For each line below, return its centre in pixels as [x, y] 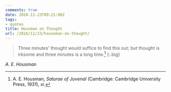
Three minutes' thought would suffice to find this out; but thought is [89, 48]
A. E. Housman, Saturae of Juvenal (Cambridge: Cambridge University [87, 79]
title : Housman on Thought [34, 29]
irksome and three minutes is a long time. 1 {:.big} [69, 54]
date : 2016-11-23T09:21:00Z [35, 15]
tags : [11, 19]
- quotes [15, 24]
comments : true [21, 10]
